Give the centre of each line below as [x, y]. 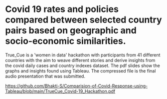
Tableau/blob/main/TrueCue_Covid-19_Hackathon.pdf [60, 91]
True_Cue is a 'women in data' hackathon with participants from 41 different [83, 55]
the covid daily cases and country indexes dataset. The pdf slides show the [83, 65]
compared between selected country [83, 20]
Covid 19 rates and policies [62, 9]
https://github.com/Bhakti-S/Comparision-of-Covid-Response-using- [77, 85]
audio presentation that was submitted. [45, 76]
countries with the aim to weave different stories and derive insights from [80, 60]
